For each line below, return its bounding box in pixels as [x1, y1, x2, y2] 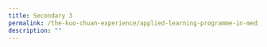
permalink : [8, 19, 44, 27]
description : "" [8, 26, 62, 34]
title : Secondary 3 [8, 11, 73, 20]
